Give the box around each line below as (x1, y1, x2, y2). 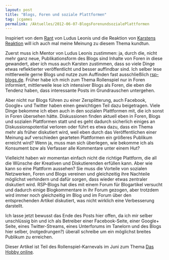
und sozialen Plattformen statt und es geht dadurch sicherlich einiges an (5, 118, 155, 124)
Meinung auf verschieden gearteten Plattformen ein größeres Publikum (5, 135, 152, 141)
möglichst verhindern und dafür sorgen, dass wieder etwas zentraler (5, 176, 147, 182)
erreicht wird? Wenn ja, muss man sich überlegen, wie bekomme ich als (5, 140, 154, 146)
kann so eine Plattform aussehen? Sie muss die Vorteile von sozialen (5, 166, 147, 172)
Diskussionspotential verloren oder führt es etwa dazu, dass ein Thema (5, 124, 153, 130)
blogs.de (5, 77, 24, 83)
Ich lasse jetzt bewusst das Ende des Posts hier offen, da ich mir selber (5, 213, 153, 219)
